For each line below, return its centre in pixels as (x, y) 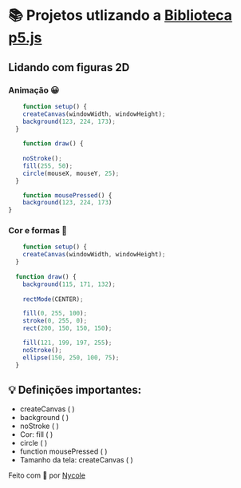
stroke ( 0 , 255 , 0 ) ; (55, 321)
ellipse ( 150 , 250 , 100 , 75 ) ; (71, 357)
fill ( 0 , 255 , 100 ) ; (55, 313)
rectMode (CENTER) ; (53, 299)
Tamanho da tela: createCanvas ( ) (76, 460)
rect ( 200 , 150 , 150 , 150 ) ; (67, 328)
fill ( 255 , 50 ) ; (48, 166)
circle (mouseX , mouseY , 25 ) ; (71, 173)
